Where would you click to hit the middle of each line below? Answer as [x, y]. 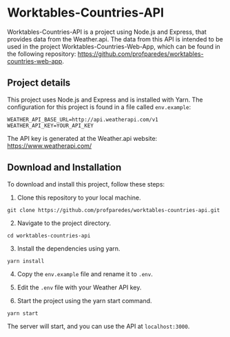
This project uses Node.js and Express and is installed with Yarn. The [105, 99]
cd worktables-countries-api [49, 235]
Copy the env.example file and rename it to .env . [85, 273]
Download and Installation [64, 167]
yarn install [26, 261]
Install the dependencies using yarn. [69, 248]
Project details [39, 83]
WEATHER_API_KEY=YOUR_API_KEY [51, 126]
